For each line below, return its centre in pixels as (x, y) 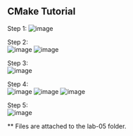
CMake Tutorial (42, 12)
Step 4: (18, 84)
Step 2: (18, 42)
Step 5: (18, 105)
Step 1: (17, 28)
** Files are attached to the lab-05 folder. (67, 126)
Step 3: (18, 63)
